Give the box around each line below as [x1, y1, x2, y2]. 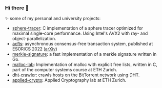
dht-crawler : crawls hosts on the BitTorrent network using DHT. [12, 72, 140, 78]
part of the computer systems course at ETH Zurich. [12, 67, 117, 73]
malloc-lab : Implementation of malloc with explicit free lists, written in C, [12, 62, 158, 67]
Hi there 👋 [5, 4, 29, 11]
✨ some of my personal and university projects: [5, 16, 101, 22]
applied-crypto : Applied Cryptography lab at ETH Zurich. [12, 77, 127, 83]
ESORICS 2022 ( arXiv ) [12, 46, 58, 52]
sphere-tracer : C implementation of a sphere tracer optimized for [12, 25, 143, 31]
